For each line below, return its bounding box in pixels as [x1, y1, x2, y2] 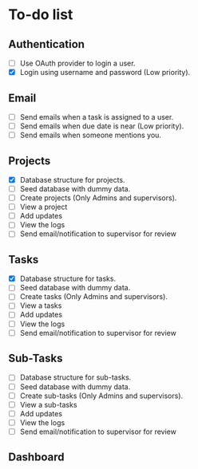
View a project [19, 202, 68, 212]
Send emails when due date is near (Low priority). [19, 121, 184, 131]
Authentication [8, 37, 85, 51]
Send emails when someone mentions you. [19, 130, 162, 140]
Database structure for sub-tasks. [19, 372, 132, 382]
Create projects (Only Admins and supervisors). [19, 193, 177, 203]
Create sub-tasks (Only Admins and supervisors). [19, 391, 184, 400]
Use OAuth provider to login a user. [19, 58, 136, 68]
